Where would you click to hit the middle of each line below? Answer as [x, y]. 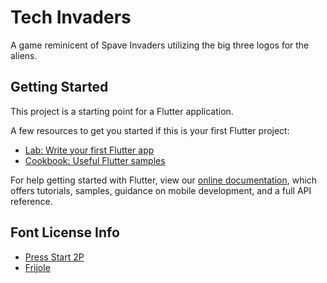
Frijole [37, 267]
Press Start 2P [54, 257]
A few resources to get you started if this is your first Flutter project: [150, 130]
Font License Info [65, 232]
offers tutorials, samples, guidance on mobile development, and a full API [161, 190]
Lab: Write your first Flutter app [89, 150]
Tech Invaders [71, 17]
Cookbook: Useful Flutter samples [95, 160]
